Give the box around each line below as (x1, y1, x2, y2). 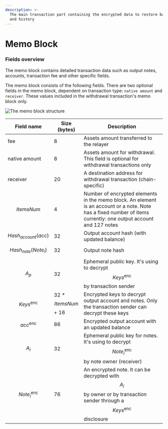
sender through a (83, 397, 124, 404)
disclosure (83, 415, 108, 422)
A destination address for (83, 169, 143, 176)
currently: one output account (83, 215, 153, 222)
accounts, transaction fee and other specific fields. (5, 72, 110, 78)
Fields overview (5, 56, 45, 63)
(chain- (138, 175, 156, 182)
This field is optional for (83, 155, 139, 162)
